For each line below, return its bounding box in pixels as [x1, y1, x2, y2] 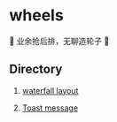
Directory [9, 62, 63, 77]
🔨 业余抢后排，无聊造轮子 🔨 [9, 35, 110, 46]
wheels [9, 5, 64, 26]
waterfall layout [21, 85, 79, 95]
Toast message [21, 103, 78, 113]
